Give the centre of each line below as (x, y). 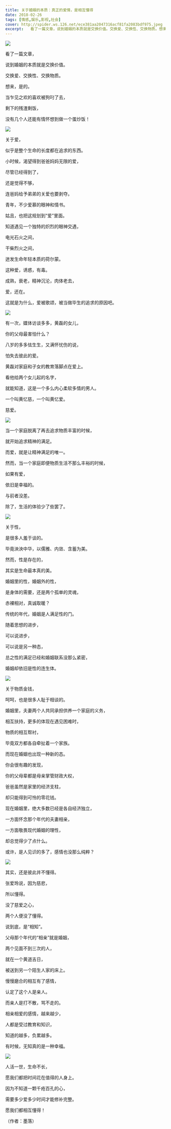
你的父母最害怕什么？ (27, 334)
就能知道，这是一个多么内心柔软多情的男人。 (52, 388)
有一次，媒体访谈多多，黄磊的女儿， (43, 323)
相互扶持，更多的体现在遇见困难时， (43, 721)
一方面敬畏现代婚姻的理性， (34, 830)
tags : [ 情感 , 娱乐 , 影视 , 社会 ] (33, 19)
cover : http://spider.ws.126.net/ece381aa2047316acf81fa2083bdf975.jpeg (84, 24)
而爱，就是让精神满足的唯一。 (36, 452)
